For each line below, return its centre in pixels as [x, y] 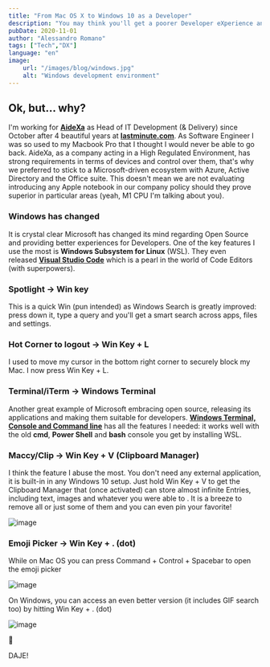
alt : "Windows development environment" [91, 76]
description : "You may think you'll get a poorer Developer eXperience [131, 23]
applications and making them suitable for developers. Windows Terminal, [132, 417]
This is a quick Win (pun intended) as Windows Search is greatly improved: [133, 307]
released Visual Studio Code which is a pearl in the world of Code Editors [131, 260]
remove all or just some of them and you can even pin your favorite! [120, 506]
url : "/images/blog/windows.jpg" [79, 68]
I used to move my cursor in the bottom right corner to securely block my [129, 362]
